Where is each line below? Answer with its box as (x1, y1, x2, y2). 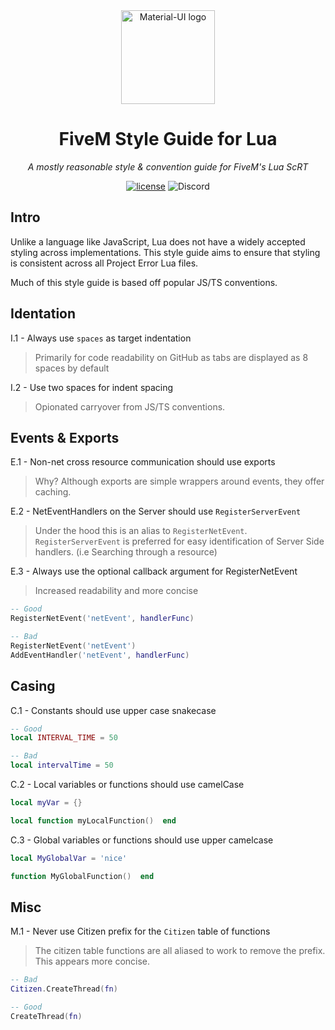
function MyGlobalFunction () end (10, 871, 155, 881)
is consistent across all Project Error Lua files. (10, 257, 199, 269)
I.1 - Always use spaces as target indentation (10, 332, 192, 344)
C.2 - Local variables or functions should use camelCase (10, 779, 245, 791)
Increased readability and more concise (34, 585, 199, 597)
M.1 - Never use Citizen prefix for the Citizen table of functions (10, 925, 271, 938)
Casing (10, 678, 56, 695)
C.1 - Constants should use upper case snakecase (10, 704, 217, 716)
